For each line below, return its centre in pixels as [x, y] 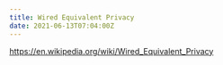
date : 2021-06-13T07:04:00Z [62, 26]
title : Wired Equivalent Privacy [72, 17]
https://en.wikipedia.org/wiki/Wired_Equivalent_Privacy [111, 51]
